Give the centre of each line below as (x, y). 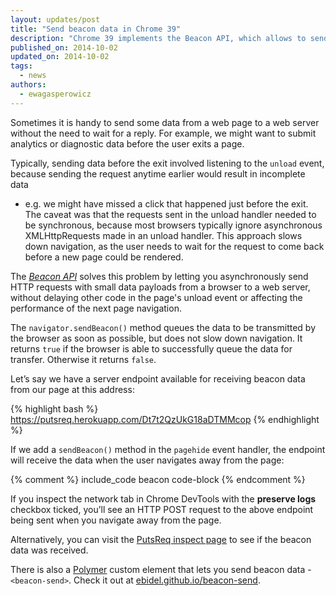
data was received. (49, 550)
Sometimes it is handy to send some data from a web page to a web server (165, 122)
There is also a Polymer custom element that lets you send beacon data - (161, 569)
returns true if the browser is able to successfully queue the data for (151, 348)
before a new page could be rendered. (104, 257)
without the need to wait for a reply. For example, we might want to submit (163, 133)
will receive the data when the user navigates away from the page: (147, 460)
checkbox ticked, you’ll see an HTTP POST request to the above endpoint (162, 509)
